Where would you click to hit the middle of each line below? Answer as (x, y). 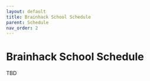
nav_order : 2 (22, 28)
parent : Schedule (27, 22)
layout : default (26, 11)
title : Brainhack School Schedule (49, 17)
